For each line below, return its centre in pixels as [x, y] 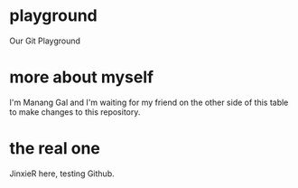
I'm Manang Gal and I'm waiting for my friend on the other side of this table [149, 102]
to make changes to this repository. [75, 112]
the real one [55, 149]
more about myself [82, 77]
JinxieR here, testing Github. [62, 174]
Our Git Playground [45, 41]
